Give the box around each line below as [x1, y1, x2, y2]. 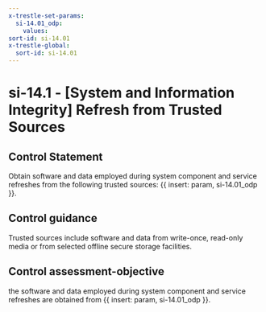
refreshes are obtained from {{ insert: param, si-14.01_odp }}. [8, 294, 211, 304]
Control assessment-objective [8, 265, 165, 278]
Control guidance [8, 211, 98, 225]
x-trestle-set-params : [8, 11, 85, 20]
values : [23, 27, 48, 35]
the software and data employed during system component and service [8, 286, 246, 296]
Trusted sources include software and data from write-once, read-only [8, 232, 243, 242]
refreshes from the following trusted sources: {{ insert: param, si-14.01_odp [8, 180, 258, 189]
